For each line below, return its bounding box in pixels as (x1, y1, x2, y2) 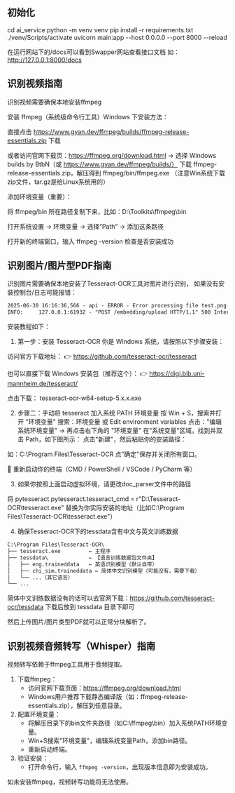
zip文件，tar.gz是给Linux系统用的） (7, 178, 110, 186)
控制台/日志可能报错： (13, 288, 78, 297)
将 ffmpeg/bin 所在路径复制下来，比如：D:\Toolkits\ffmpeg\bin (7, 207, 187, 215)
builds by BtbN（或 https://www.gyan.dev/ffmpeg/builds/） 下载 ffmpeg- (7, 160, 218, 168)
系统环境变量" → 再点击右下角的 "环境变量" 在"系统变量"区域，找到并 (17, 427, 217, 435)
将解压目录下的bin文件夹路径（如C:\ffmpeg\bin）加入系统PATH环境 (27, 719, 222, 728)
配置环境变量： (17, 710, 61, 719)
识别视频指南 (7, 78, 63, 90)
